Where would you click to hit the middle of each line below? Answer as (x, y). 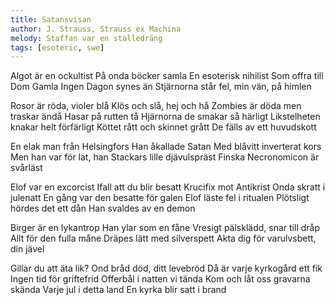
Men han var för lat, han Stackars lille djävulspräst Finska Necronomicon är (165, 157)
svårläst (26, 168)
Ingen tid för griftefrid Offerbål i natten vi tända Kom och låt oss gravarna (160, 279)
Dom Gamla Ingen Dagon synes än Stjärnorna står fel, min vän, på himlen (161, 87)
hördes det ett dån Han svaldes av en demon (103, 208)
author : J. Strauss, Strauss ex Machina (96, 29)
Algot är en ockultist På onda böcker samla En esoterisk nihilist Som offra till (167, 76)
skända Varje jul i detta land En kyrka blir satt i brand (118, 290)
